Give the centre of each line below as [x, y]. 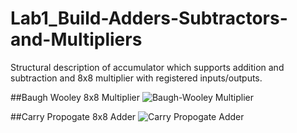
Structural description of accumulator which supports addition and [147, 67]
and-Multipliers [76, 39]
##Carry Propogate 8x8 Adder [73, 116]
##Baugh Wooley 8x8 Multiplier [75, 97]
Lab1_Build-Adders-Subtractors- [149, 18]
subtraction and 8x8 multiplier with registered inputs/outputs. [136, 78]
